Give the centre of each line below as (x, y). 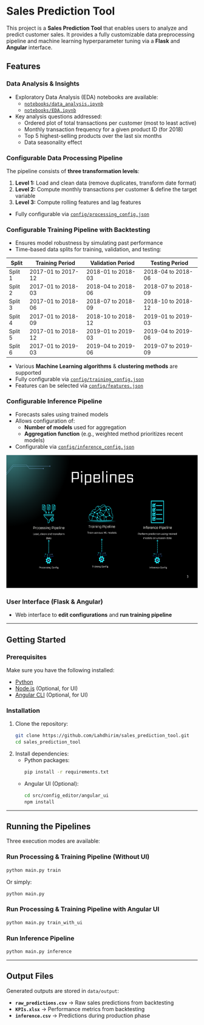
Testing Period (169, 263)
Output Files (30, 976)
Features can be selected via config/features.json (79, 385)
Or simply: (19, 882)
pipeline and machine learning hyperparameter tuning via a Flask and (93, 41)
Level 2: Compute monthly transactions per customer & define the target (106, 189)
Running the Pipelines (49, 827)
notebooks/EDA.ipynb (50, 111)
